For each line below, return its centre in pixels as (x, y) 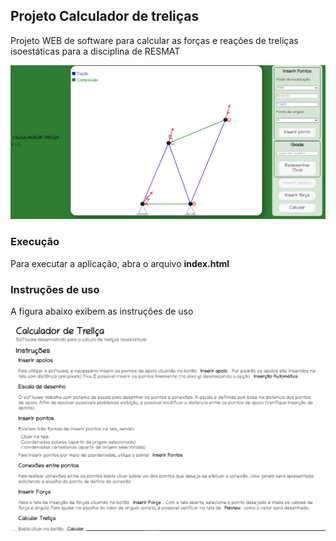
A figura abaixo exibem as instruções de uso (102, 311)
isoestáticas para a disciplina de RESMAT (95, 51)
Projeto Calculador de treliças (105, 16)
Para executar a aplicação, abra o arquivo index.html (120, 263)
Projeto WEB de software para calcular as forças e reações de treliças (154, 40)
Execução (35, 242)
